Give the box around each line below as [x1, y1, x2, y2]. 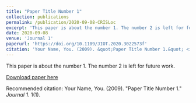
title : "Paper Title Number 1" [6, 8, 82, 15]
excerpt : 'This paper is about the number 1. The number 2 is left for [6, 24, 184, 31]
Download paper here [6, 73, 58, 80]
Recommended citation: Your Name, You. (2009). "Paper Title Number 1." [6, 85, 182, 92]
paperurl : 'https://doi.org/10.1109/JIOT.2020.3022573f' [6, 41, 148, 47]
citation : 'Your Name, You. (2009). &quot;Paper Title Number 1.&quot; [6, 47, 184, 52]
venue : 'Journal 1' [6, 35, 54, 41]
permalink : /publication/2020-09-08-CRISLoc [6, 19, 116, 25]
